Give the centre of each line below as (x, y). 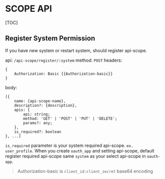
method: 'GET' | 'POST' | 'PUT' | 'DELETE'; (70, 118)
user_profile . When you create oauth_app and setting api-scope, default (80, 150)
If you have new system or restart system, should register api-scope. (76, 50)
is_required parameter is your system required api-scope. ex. (69, 145)
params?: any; (38, 123)
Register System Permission (50, 38)
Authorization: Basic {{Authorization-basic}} (63, 74)
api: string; (37, 114)
